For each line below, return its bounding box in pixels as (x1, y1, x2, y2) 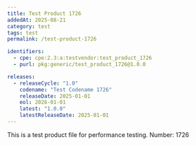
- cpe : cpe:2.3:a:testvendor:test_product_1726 (13, 54, 153, 62)
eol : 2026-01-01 (19, 99, 67, 106)
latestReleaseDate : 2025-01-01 (19, 112, 109, 119)
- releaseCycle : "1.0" (13, 80, 78, 87)
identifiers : (7, 48, 45, 55)
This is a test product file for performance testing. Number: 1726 (7, 130, 189, 138)
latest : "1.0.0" (19, 105, 67, 112)
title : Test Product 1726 (7, 10, 81, 17)
